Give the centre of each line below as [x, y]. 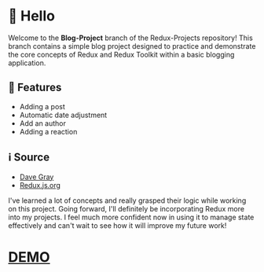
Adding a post [42, 106]
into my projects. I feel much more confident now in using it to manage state [131, 217]
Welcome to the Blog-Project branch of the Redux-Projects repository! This [130, 38]
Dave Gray [37, 177]
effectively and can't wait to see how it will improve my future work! [117, 225]
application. [27, 63]
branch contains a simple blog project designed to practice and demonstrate [132, 46]
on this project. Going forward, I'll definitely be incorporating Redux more [126, 208]
